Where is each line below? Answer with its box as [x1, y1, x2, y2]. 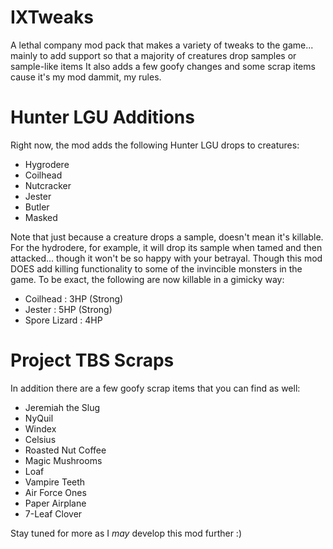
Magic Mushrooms [24, 454, 103, 466]
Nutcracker [24, 179, 72, 191]
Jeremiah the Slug [24, 401, 101, 413]
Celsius [24, 433, 57, 445]
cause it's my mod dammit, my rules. [10, 71, 162, 83]
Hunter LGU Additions [10, 106, 195, 129]
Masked [24, 211, 58, 223]
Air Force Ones [24, 486, 87, 498]
